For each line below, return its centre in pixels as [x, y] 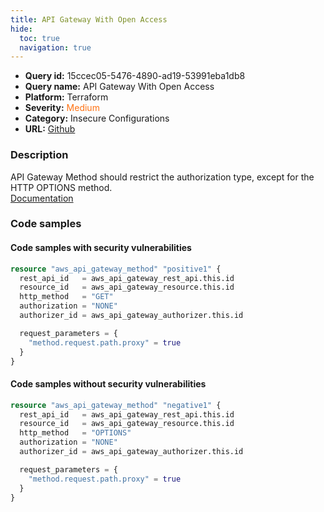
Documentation [42, 198]
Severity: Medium [62, 108]
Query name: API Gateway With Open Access [119, 87]
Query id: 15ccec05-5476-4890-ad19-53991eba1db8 [135, 76]
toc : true [39, 38]
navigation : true [55, 47]
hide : [21, 29]
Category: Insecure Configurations [97, 118]
